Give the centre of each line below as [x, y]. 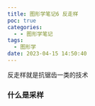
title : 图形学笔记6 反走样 [43, 14]
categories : [25, 27]
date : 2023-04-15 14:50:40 [47, 54]
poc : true [22, 21]
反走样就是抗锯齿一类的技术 [48, 75]
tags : [15, 41]
